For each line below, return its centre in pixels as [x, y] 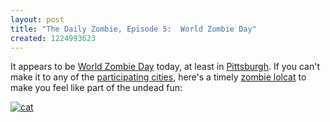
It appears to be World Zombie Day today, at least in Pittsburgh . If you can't [165, 67]
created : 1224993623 [53, 38]
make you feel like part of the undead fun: [96, 88]
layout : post [37, 19]
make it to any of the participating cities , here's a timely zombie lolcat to [158, 77]
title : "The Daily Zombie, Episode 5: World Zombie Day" [133, 29]
